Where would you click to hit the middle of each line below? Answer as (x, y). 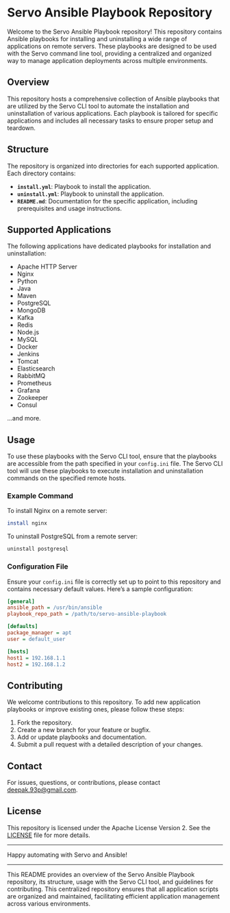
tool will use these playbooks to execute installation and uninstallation (105, 471)
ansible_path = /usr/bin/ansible (55, 608)
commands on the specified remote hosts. (67, 478)
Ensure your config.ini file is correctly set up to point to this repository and (114, 581)
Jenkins (28, 354)
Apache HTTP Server (47, 267)
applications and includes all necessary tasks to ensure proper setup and (110, 121)
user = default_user (37, 639)
